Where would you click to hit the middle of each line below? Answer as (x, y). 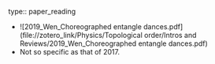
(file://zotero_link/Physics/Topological (81, 35)
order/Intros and (171, 35)
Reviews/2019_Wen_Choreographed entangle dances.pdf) (114, 43)
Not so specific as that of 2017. (70, 52)
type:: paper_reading (42, 11)
